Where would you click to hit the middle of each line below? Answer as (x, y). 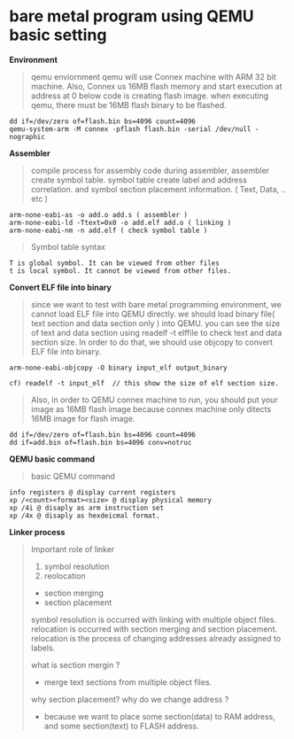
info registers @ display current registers (93, 492)
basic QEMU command (73, 476)
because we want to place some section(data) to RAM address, (160, 716)
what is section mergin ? (75, 665)
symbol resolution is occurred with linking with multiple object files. (154, 619)
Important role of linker (73, 549)
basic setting (58, 35)
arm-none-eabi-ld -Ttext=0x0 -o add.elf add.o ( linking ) (120, 222)
